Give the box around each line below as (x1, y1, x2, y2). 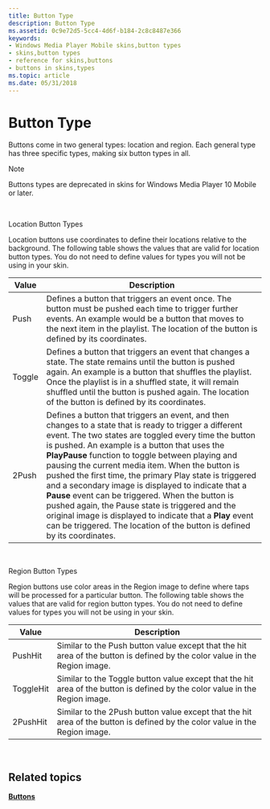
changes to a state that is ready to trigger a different (46, 419, 243, 431)
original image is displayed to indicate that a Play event (46, 510, 254, 521)
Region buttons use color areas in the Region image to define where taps (8, 582, 250, 591)
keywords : (8, 34, 42, 43)
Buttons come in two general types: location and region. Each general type (8, 140, 256, 149)
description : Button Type (8, 19, 95, 27)
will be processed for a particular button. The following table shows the (8, 590, 244, 600)
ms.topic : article (8, 72, 70, 80)
